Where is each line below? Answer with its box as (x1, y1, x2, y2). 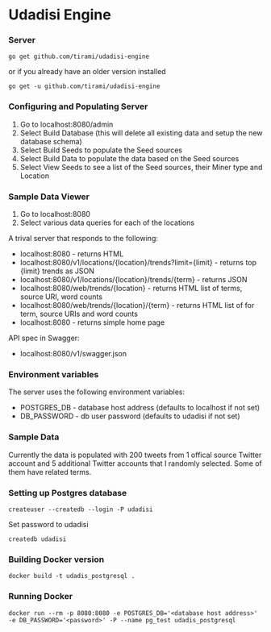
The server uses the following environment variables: (8, 387, 186, 397)
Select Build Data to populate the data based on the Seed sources (19, 153, 240, 163)
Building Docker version (8, 554, 105, 565)
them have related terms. (8, 467, 92, 476)
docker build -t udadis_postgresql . (8, 572, 135, 580)
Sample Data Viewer (8, 191, 90, 202)
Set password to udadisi (8, 519, 89, 529)
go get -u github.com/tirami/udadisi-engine (8, 82, 161, 90)
